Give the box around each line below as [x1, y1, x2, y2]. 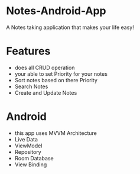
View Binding [14, 161, 47, 168]
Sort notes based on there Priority [14, 76, 97, 83]
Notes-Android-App [6, 4, 106, 18]
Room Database [14, 154, 54, 162]
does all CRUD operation [14, 64, 75, 71]
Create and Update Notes [14, 89, 77, 96]
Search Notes [14, 83, 48, 90]
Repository [14, 148, 41, 155]
